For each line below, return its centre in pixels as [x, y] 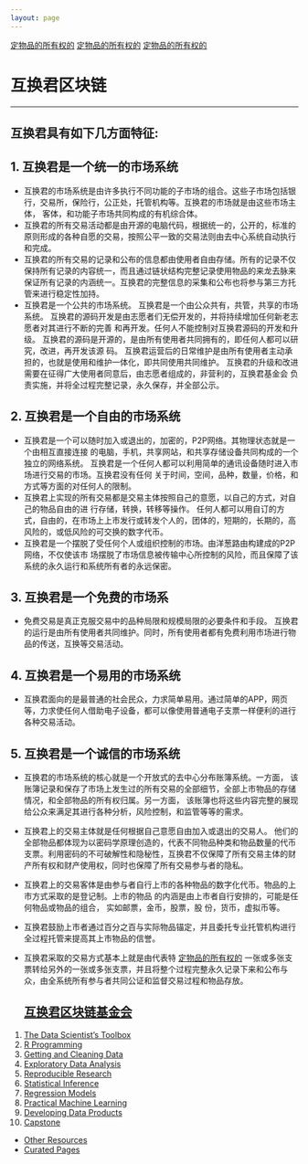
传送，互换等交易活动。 [84, 644]
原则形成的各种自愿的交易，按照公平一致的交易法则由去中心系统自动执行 [159, 236]
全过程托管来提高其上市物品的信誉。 [92, 938]
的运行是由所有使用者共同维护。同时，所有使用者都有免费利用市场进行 [156, 632]
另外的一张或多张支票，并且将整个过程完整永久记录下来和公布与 [168, 969]
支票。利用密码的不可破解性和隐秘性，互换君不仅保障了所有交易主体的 [156, 854]
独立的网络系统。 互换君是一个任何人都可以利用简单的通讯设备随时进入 [157, 463]
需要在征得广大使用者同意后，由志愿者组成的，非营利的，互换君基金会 [156, 373]
